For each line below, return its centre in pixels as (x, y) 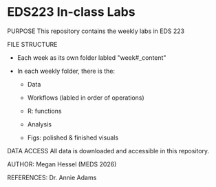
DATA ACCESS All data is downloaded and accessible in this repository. (108, 151)
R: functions (44, 111)
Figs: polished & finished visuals (73, 137)
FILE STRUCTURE (32, 44)
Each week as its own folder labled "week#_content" (91, 57)
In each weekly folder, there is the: (66, 71)
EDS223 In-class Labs (71, 12)
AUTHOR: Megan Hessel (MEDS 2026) (62, 164)
